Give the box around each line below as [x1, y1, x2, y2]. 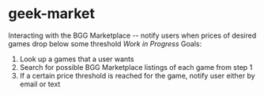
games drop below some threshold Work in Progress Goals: [8, 38, 202, 48]
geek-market [8, 5, 95, 23]
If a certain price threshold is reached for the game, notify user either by [19, 71, 255, 80]
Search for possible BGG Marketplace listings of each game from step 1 [19, 62, 253, 71]
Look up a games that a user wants [19, 54, 134, 64]
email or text [19, 79, 61, 89]
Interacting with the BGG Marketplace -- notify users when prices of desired [8, 31, 257, 40]
